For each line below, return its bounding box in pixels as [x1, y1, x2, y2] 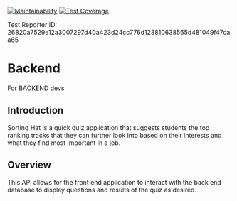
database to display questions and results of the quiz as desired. [7, 185, 197, 194]
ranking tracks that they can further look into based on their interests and [7, 131, 222, 139]
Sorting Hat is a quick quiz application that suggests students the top [7, 123, 210, 131]
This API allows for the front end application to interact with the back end [7, 178, 222, 186]
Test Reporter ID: [7, 21, 58, 28]
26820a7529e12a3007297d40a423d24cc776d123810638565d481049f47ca [7, 28, 231, 36]
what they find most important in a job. [7, 138, 121, 147]
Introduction [7, 104, 64, 116]
